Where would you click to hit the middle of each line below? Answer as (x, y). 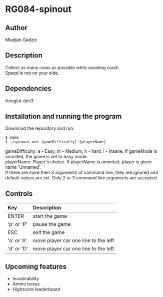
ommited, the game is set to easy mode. (46, 157)
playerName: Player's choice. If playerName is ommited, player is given (78, 162)
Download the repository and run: (40, 128)
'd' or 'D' (18, 249)
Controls (19, 194)
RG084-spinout (38, 9)
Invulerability (25, 278)
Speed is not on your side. (32, 73)
